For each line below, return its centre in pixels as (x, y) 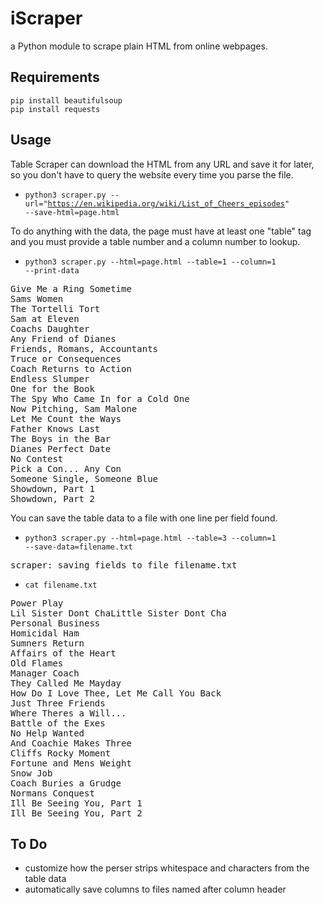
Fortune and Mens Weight (71, 763)
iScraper (46, 18)
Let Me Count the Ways (66, 418)
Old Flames (37, 663)
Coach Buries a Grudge (66, 783)
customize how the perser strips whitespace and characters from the (167, 868)
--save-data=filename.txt (78, 547)
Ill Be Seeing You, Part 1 (76, 803)
